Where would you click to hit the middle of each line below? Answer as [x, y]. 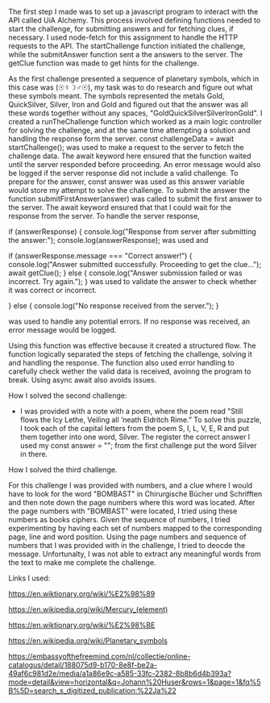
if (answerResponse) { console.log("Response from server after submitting [132, 232]
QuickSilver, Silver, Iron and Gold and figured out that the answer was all [128, 105]
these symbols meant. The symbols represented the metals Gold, [116, 96]
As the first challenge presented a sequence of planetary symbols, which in [134, 79]
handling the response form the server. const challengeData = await [121, 139]
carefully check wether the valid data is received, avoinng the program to [130, 371]
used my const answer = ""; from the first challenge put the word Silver [138, 446]
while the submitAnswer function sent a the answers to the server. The [126, 54]
